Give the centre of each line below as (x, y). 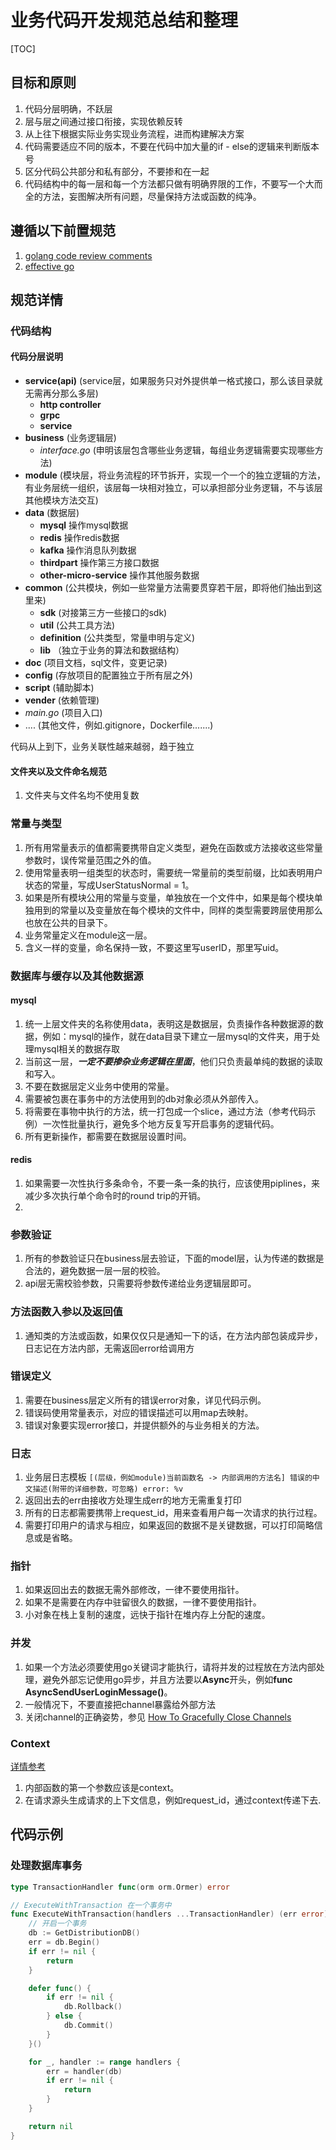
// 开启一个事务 (57, 1924)
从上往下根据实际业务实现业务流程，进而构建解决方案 (134, 133)
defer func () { (60, 1988)
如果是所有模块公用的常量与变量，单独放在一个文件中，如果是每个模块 (169, 897)
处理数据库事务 (46, 1866)
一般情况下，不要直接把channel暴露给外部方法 (120, 1704)
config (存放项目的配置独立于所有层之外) (108, 675)
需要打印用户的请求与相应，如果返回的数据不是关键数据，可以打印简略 (169, 1525)
